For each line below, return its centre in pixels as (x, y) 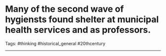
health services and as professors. (78, 30)
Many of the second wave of (64, 9)
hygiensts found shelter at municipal (82, 19)
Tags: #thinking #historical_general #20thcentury (55, 43)
